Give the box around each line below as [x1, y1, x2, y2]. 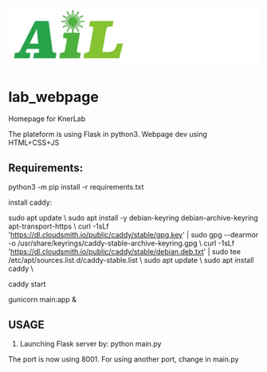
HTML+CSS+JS [8, 138, 60, 147]
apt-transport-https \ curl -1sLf [8, 221, 109, 231]
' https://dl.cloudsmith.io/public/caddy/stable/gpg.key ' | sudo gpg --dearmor [8, 230, 259, 240]
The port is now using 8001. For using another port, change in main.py [8, 354, 239, 364]
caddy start [8, 280, 46, 289]
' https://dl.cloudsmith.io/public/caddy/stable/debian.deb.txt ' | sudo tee [8, 247, 241, 256]
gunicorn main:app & [8, 295, 77, 304]
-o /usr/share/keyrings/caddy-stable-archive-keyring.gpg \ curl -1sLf [8, 238, 235, 249]
